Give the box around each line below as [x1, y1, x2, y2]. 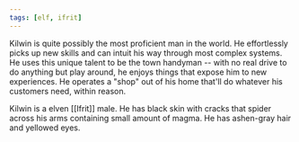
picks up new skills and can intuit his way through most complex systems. [9, 47, 283, 58]
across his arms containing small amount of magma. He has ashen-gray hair [9, 112, 292, 123]
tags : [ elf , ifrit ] [9, 13, 83, 22]
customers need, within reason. [9, 85, 127, 96]
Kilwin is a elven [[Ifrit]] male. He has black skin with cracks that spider [9, 102, 272, 113]
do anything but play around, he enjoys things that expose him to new [9, 67, 268, 77]
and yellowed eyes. [9, 122, 81, 133]
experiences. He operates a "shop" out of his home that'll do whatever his [9, 75, 283, 86]
